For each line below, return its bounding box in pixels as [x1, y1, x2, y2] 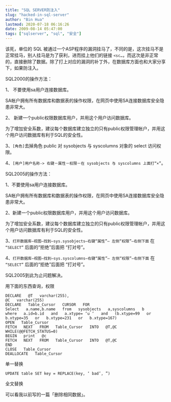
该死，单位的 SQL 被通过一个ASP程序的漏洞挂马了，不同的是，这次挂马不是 [5, 46, 164, 52]
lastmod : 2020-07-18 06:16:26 [5, 21, 70, 27]
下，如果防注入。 [5, 65, 41, 71]
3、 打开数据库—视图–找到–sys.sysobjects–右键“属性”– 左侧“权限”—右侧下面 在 [5, 238, 155, 244]
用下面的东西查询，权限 [5, 283, 54, 289]
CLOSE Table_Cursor [5, 347, 51, 352]
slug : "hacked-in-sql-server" [5, 12, 70, 17]
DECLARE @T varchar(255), [5, 293, 70, 298]
